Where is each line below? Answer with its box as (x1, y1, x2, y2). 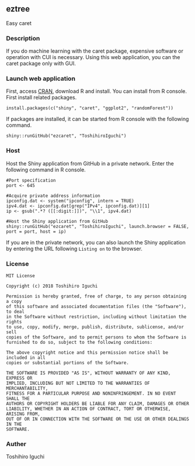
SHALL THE (6, 396, 30, 402)
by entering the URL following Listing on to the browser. (6, 245, 143, 252)
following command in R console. (6, 166, 86, 173)
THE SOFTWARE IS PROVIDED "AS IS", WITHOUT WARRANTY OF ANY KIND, (6, 370, 171, 376)
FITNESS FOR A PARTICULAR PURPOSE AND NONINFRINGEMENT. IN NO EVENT (6, 391, 176, 396)
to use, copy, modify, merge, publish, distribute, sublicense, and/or (6, 324, 184, 330)
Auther (6, 440, 27, 448)
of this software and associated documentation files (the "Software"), (6, 303, 187, 309)
